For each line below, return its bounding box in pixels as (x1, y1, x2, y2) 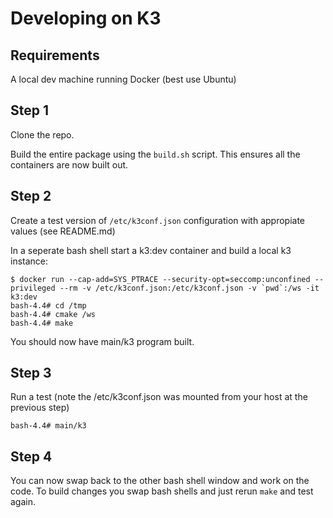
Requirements (10, 47, 100, 64)
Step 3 (10, 365, 52, 382)
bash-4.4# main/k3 (10, 421, 87, 431)
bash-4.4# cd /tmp (10, 300, 87, 311)
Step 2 (10, 188, 52, 205)
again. (10, 496, 37, 508)
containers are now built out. (10, 158, 129, 171)
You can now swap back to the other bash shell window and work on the (10, 475, 310, 487)
